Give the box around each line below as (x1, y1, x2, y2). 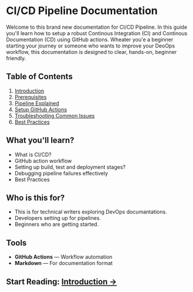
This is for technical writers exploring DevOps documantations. (14, 208, 167, 215)
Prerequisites (14, 93, 47, 100)
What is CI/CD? (14, 151, 52, 158)
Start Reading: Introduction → (6, 277, 117, 287)
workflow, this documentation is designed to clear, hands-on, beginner (6, 48, 177, 55)
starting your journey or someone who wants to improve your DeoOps (6, 42, 175, 49)
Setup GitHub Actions (14, 106, 67, 113)
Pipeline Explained (14, 100, 60, 107)
